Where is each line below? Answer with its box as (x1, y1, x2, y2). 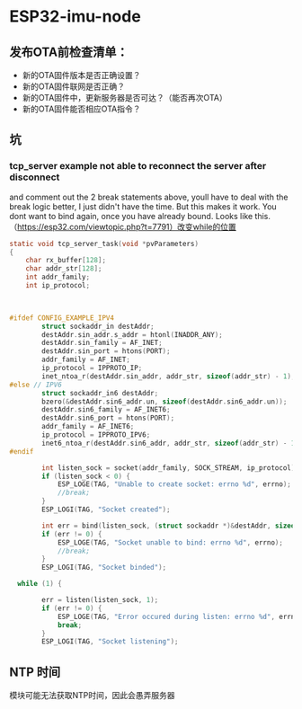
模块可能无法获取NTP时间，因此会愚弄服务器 (9, 690, 175, 701)
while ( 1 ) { (17, 580, 63, 589)
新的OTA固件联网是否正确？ (22, 81, 126, 92)
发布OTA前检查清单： (9, 44, 129, 59)
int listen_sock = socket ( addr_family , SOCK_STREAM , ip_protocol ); (41, 463, 299, 473)
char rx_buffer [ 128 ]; (25, 256, 106, 265)
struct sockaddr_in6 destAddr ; (41, 388, 159, 397)
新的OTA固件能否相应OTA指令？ (22, 103, 141, 114)
